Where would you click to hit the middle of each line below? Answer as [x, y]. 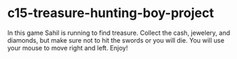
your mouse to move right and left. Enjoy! [68, 48]
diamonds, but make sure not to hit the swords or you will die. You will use [116, 40]
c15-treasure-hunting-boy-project [111, 13]
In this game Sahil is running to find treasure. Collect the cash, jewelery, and [119, 33]
